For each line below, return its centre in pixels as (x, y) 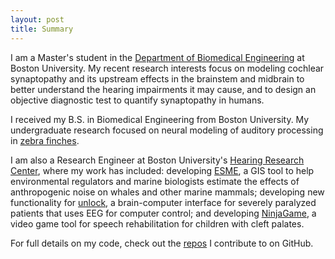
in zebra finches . (45, 140)
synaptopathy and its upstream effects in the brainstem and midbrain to (157, 78)
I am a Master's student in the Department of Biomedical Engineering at (157, 57)
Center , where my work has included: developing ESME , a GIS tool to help (162, 170)
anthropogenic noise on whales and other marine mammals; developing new (167, 192)
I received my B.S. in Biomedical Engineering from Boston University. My (160, 119)
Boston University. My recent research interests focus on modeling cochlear (167, 68)
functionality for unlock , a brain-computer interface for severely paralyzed (163, 202)
